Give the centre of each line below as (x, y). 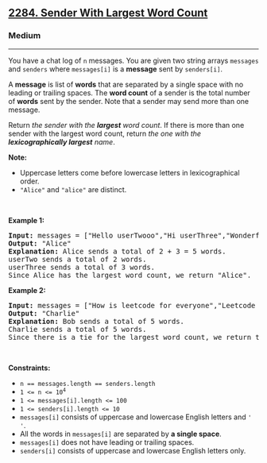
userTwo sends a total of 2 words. (77, 259)
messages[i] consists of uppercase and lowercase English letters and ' (135, 417)
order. (29, 181)
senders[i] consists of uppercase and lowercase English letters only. (133, 450)
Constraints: (29, 368)
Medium (25, 36)
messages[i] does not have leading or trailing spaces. (107, 442)
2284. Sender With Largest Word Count (108, 13)
